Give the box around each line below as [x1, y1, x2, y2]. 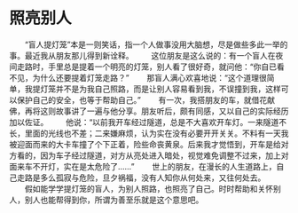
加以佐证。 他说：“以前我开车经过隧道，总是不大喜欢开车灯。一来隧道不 [9, 116, 287, 127]
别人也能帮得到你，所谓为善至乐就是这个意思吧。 [24, 194, 204, 205]
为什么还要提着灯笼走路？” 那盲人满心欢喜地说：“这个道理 [32, 72, 260, 83]
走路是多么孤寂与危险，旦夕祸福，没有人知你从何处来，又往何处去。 [16, 172, 266, 183]
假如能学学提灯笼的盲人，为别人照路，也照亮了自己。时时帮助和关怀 [24, 183, 273, 193]
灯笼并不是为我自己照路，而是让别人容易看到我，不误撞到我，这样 [39, 83, 281, 94]
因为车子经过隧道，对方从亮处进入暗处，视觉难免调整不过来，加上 [39, 150, 281, 161]
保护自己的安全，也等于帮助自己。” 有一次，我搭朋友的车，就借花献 [16, 94, 276, 105]
